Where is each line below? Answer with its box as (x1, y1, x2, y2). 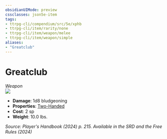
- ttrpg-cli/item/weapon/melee (5, 31, 71, 36)
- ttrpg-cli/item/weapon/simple (5, 36, 73, 41)
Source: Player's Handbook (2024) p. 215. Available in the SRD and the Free (5, 123, 162, 129)
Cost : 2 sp (12, 108, 35, 114)
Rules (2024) (5, 128, 33, 134)
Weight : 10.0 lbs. (12, 113, 48, 119)
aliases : (5, 40, 24, 45)
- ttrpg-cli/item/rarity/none (5, 26, 69, 31)
